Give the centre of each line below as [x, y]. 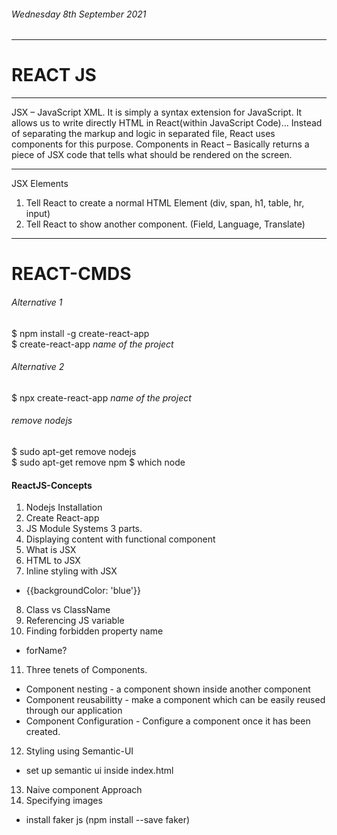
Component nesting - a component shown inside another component [168, 689]
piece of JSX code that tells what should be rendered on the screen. [152, 155]
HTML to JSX [53, 561]
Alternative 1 [37, 302]
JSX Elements [40, 184]
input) [38, 214]
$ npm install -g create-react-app [80, 333]
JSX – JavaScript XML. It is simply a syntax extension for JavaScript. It [157, 112]
